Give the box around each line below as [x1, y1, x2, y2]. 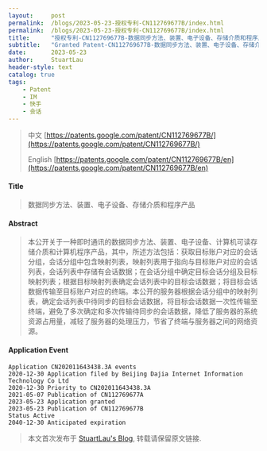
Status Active [8, 411, 56, 419]
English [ [27, 155, 57, 164]
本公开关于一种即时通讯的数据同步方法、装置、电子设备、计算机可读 [27, 237, 251, 247]
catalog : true [8, 71, 56, 79]
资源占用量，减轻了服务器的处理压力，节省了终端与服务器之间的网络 [27, 317, 251, 326]
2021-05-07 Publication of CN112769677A [8, 391, 145, 399]
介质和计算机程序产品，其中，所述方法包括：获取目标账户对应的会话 [34, 247, 258, 256]
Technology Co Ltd [8, 376, 69, 385]
